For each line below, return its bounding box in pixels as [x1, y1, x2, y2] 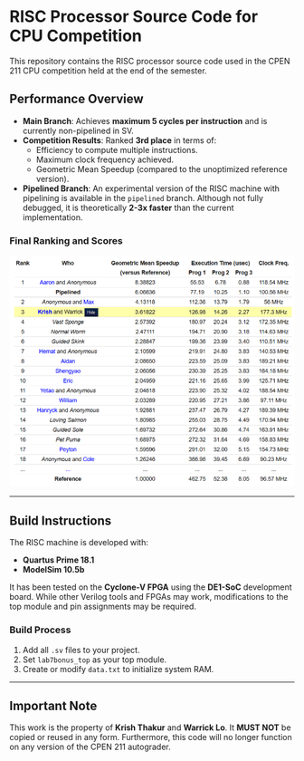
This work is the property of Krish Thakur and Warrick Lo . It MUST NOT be [9, 722, 291, 733]
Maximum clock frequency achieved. [35, 154, 175, 165]
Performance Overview [9, 92, 144, 107]
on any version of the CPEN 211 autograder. [9, 741, 172, 753]
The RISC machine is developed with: [9, 537, 149, 548]
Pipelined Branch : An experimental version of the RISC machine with [22, 183, 280, 194]
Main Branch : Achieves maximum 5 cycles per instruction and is [22, 115, 268, 126]
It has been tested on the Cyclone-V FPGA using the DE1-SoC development [9, 582, 292, 592]
